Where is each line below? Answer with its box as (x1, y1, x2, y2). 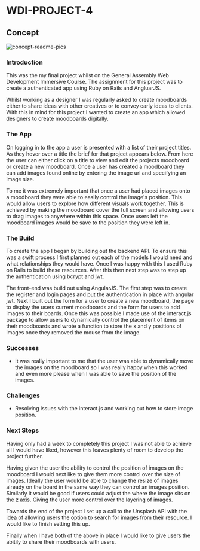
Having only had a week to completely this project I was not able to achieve (6, 440, 192, 447)
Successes (6, 343, 39, 352)
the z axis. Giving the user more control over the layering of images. (6, 496, 173, 503)
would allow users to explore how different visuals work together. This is (6, 200, 184, 207)
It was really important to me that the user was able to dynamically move (14, 357, 193, 365)
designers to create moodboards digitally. (6, 115, 109, 123)
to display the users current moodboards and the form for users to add (6, 303, 180, 310)
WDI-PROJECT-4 (6, 4, 93, 17)
